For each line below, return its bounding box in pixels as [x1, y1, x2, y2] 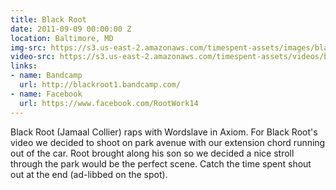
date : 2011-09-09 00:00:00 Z [10, 24, 132, 34]
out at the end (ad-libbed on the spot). [10, 168, 168, 180]
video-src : [10, 52, 56, 62]
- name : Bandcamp [10, 71, 83, 81]
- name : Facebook [10, 89, 83, 99]
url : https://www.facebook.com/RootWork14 [19, 98, 199, 108]
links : [10, 61, 38, 71]
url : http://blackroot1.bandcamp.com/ [19, 80, 182, 90]
